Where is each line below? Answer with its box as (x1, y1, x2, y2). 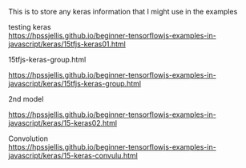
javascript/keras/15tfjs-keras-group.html (8, 79, 142, 88)
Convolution (8, 134, 48, 143)
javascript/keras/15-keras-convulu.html (8, 151, 138, 160)
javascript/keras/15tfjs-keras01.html (8, 39, 126, 49)
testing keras (8, 22, 51, 31)
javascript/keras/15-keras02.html (8, 118, 118, 127)
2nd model (8, 94, 44, 103)
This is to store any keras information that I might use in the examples (8, 7, 238, 16)
